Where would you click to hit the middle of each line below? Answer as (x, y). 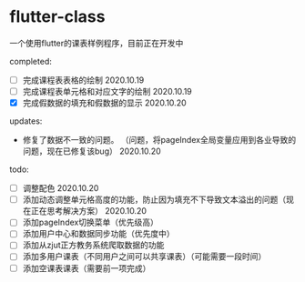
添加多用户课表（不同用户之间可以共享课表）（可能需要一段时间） (144, 257)
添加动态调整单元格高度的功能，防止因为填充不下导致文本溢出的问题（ (154, 200)
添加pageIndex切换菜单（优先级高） (91, 222)
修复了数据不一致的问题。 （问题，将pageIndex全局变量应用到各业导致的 (159, 140)
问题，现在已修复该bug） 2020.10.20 (91, 151)
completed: (30, 61)
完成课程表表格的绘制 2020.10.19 (83, 80)
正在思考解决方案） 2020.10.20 (89, 211)
